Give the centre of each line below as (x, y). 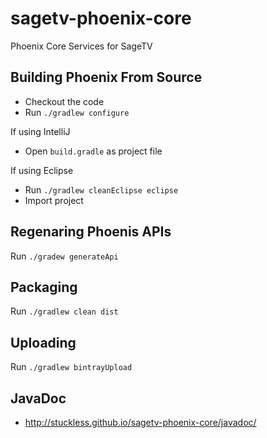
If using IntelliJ (40, 131)
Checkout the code (64, 101)
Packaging (44, 287)
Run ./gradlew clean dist (64, 311)
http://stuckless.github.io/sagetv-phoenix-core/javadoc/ (140, 422)
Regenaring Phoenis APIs (91, 232)
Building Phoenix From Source (106, 77)
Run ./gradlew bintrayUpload (71, 367)
